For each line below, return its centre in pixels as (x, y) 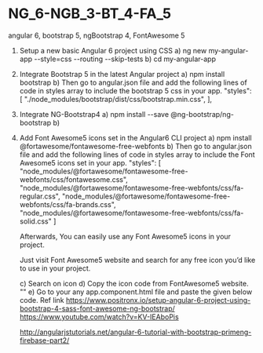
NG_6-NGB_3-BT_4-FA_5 (89, 14)
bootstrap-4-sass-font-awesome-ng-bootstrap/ (97, 308)
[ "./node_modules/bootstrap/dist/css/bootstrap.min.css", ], (116, 99)
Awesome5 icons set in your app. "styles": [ (90, 162)
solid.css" (36, 221)
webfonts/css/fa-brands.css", (68, 204)
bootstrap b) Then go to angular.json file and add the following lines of (133, 82)
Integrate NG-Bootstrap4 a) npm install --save (94, 114)
